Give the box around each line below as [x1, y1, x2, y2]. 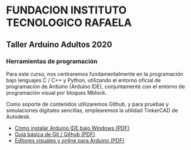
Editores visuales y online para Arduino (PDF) [14, 136, 125, 144]
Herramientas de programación [6, 57, 98, 65]
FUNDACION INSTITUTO [6, 4, 127, 17]
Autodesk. [6, 113, 31, 120]
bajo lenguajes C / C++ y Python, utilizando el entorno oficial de [6, 76, 161, 84]
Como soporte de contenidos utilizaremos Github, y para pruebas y [6, 101, 169, 108]
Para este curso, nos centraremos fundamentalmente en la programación [6, 70, 184, 77]
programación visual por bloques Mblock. [6, 89, 107, 96]
